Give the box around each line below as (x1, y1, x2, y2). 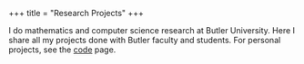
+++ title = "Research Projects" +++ (8, 8, 145, 18)
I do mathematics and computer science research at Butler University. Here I (8, 25, 296, 35)
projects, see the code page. (8, 44, 117, 55)
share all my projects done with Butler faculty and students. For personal (8, 35, 281, 45)
